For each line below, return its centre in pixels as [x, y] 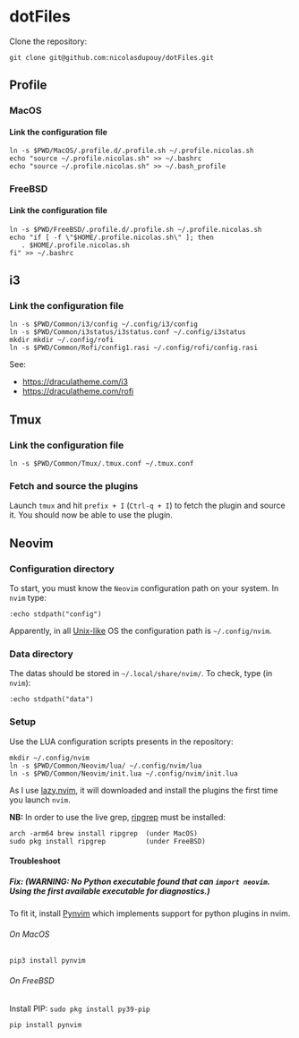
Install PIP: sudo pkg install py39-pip [80, 1008]
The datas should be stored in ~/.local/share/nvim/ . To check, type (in [141, 673]
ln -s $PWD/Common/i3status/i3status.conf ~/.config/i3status [128, 332]
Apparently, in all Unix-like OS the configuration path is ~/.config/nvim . [141, 631]
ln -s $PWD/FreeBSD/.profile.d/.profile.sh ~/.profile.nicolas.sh [136, 229]
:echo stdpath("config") [56, 614]
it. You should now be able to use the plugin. [91, 515]
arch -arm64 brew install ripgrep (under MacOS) [104, 833]
